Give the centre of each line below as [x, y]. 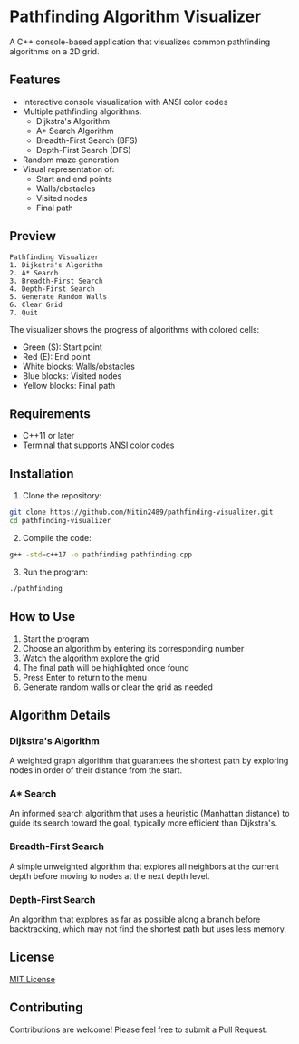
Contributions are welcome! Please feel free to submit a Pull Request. [139, 1029]
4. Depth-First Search [52, 289]
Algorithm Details [60, 715]
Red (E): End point [56, 356]
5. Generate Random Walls [58, 296]
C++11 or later [48, 436]
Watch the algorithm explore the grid [91, 658]
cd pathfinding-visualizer [60, 521]
